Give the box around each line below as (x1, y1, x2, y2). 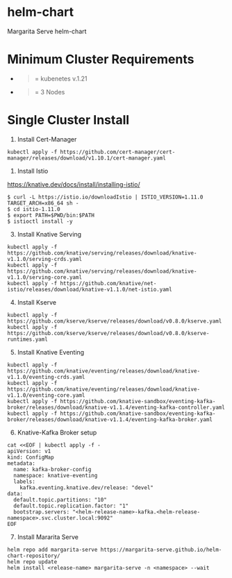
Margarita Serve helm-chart (7, 27, 87, 35)
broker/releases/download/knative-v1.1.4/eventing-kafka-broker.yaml (7, 416, 213, 423)
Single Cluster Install (7, 112, 130, 128)
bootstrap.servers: (13, 508, 70, 516)
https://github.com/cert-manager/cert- (60, 148, 176, 155)
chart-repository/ (7, 552, 60, 559)
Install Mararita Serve (17, 532, 78, 541)
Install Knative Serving (17, 230, 82, 238)
